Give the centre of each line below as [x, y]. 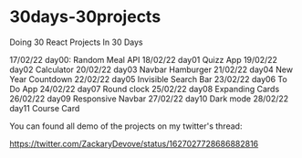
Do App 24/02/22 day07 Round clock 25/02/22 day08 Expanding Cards [145, 89]
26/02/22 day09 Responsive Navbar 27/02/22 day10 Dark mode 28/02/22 [149, 99]
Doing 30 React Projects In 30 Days [76, 42]
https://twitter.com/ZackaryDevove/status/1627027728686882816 [134, 143]
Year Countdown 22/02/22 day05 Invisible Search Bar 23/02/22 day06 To [148, 79]
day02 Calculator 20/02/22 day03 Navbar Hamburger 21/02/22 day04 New [151, 69]
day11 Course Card [45, 108]
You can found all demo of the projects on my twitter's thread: [126, 126]
